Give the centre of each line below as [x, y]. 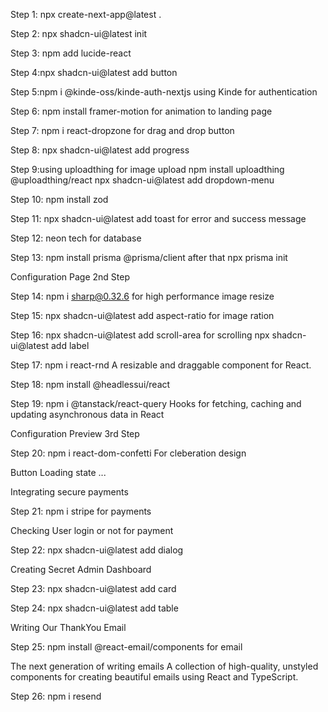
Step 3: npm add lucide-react [71, 53]
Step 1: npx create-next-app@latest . [86, 14]
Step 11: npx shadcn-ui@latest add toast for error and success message [158, 218]
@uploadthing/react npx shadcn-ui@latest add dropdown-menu [142, 180]
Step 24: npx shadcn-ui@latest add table [94, 608]
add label [70, 345]
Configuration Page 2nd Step [70, 277]
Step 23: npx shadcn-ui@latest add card [93, 588]
